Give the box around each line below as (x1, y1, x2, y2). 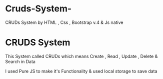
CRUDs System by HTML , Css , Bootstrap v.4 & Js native (5, 19, 123, 25)
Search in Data (5, 58, 36, 65)
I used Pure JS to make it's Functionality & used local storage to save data (5, 68, 157, 74)
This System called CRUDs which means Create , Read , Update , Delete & (5, 53, 158, 59)
